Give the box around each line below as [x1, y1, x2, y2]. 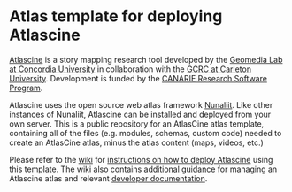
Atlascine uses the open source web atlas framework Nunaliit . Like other [9, 99, 273, 110]
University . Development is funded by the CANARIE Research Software [9, 73, 268, 83]
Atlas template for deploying [9, 6, 223, 27]
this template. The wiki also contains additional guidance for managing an [9, 164, 278, 174]
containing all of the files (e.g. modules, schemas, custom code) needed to [9, 127, 282, 138]
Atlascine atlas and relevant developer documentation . [9, 173, 208, 183]
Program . [9, 82, 43, 93]
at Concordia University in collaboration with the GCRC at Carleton [9, 64, 252, 74]
